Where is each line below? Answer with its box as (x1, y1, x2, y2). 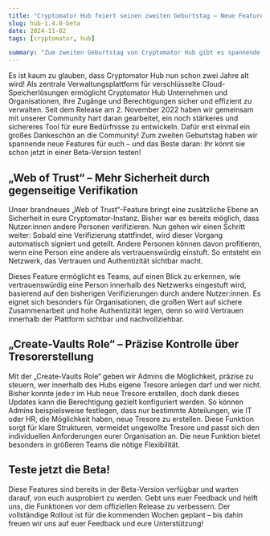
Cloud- (202, 80, 226, 89)
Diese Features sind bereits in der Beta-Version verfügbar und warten (8, 484, 239, 494)
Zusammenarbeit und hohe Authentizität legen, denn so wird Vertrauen (8, 305, 243, 315)
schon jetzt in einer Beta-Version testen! (8, 148, 141, 158)
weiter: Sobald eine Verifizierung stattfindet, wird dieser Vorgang (8, 230, 223, 239)
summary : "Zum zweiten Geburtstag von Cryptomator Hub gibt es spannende (8, 49, 261, 57)
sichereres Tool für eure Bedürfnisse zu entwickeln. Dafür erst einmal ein (8, 122, 251, 132)
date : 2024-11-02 (8, 27, 67, 35)
